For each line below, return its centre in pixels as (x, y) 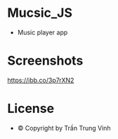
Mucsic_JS (40, 13)
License (31, 108)
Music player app (42, 32)
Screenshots (45, 61)
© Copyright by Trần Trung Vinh (64, 128)
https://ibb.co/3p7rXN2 (41, 80)
